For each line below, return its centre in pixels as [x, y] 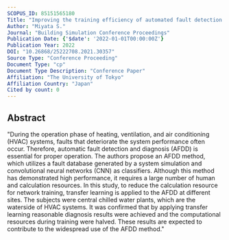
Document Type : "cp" [37, 64]
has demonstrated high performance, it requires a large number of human [111, 178]
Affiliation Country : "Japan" [50, 84]
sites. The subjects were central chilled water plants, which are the [101, 200]
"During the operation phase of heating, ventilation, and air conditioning [108, 134]
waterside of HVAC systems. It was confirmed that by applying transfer [107, 207]
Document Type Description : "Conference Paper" [76, 71]
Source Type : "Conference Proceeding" [62, 58]
